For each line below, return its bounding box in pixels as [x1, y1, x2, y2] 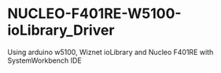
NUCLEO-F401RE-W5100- [7, 5, 182, 23]
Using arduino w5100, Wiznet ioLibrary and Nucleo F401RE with [7, 47, 214, 57]
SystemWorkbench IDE [7, 56, 82, 65]
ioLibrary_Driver [7, 21, 115, 39]
